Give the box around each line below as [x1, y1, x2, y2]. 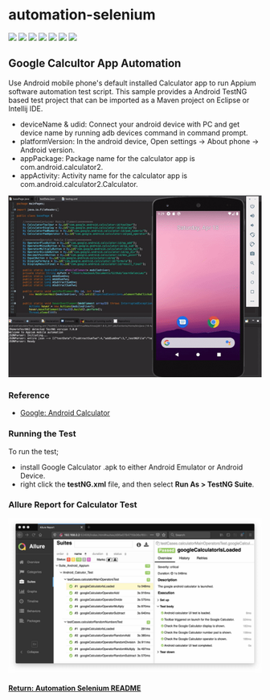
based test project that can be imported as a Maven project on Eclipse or [8, 95, 250, 105]
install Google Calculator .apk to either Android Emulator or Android [19, 462, 243, 472]
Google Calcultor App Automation [8, 56, 182, 70]
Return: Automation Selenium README [8, 683, 141, 693]
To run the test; [8, 446, 59, 456]
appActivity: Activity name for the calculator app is [19, 171, 187, 180]
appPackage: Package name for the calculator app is [19, 153, 195, 163]
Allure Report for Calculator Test [8, 499, 138, 511]
